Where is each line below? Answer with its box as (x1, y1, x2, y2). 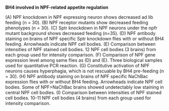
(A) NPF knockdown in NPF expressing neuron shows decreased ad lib (5, 14, 153, 20)
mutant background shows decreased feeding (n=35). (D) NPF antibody (5, 30, 156, 36)
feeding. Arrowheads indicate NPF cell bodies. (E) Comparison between (5, 41, 156, 47)
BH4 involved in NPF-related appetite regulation (5, 5, 109, 10)
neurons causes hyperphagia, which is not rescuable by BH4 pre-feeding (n (5, 68, 164, 74)
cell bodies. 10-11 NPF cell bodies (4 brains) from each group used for (5, 95, 151, 101)
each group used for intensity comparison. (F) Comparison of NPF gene (5, 52, 156, 58)
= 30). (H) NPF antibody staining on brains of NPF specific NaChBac (5, 73, 148, 79)
